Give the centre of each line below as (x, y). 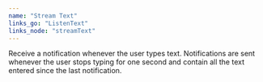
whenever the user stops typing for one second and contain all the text (127, 62)
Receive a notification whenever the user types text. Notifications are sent (132, 54)
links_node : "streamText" (52, 31)
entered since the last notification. (65, 71)
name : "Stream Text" (43, 16)
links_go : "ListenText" (49, 23)
